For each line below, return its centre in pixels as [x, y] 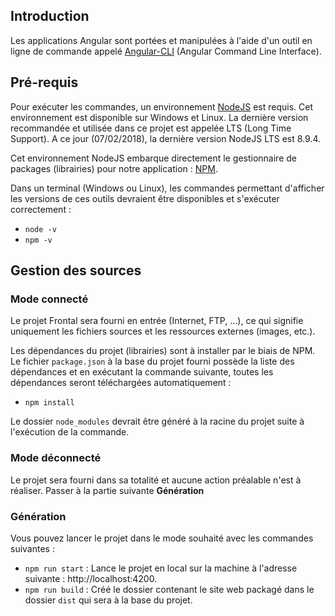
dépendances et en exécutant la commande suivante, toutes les [142, 372]
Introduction [50, 16]
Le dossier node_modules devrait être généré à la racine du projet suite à [157, 421]
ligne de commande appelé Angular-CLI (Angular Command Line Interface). [166, 51]
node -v [40, 229]
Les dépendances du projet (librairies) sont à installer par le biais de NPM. [163, 351]
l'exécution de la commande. [70, 432]
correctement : [41, 209]
